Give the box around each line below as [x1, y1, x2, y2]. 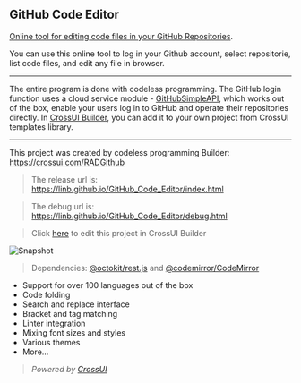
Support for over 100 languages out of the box [21, 279, 193, 290]
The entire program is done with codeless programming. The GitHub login [9, 83, 282, 94]
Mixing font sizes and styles [21, 327, 126, 338]
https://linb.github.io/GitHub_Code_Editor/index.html [30, 183, 224, 194]
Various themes [21, 336, 81, 347]
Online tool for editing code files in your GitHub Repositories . [9, 30, 234, 41]
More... [21, 346, 49, 357]
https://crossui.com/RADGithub [9, 157, 125, 167]
